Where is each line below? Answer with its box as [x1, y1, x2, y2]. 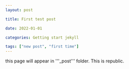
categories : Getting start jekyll [5, 35, 79, 40]
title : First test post [5, 16, 56, 22]
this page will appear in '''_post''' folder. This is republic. [5, 58, 124, 64]
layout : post [5, 7, 33, 13]
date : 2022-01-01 [5, 26, 42, 31]
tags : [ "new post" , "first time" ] [5, 44, 79, 49]
